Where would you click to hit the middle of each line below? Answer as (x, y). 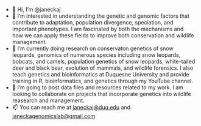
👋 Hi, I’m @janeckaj (36, 9)
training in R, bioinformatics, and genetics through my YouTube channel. (103, 81)
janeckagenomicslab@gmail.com (54, 116)
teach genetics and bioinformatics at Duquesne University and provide (101, 74)
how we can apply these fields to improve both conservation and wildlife (103, 35)
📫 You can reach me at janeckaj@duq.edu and (71, 107)
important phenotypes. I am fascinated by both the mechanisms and (98, 29)
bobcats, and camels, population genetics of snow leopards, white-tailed (104, 61)
